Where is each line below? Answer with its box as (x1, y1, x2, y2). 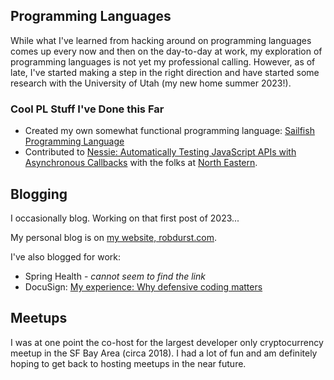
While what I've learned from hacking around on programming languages (10, 34, 312, 46)
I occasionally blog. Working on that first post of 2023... (10, 212, 240, 224)
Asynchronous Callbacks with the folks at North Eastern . (24, 157, 258, 169)
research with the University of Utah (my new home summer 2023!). (10, 77, 292, 89)
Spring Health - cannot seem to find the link (24, 270, 206, 282)
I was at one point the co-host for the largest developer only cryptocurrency (10, 336, 324, 348)
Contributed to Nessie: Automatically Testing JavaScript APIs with (24, 146, 297, 158)
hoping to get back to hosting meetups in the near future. (10, 357, 247, 369)
